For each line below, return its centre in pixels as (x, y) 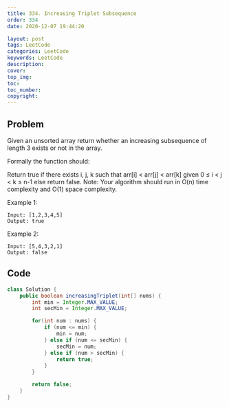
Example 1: (22, 202)
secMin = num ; (76, 346)
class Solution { (32, 289)
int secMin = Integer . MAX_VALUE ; (80, 309)
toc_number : (24, 90)
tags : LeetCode (29, 45)
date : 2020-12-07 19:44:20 (46, 26)
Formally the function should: (48, 161)
